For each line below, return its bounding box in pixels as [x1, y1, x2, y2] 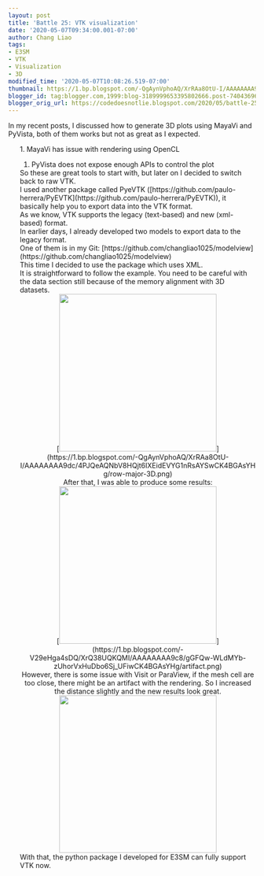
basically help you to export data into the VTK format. [19, 201, 193, 211]
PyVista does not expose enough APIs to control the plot [31, 160, 214, 169]
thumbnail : [8, 84, 44, 93]
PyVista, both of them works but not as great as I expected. [8, 129, 200, 139]
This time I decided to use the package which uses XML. [19, 261, 203, 270]
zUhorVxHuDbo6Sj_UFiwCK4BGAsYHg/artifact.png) [53, 662, 222, 671]
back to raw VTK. [19, 176, 76, 186]
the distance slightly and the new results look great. [54, 686, 222, 697]
